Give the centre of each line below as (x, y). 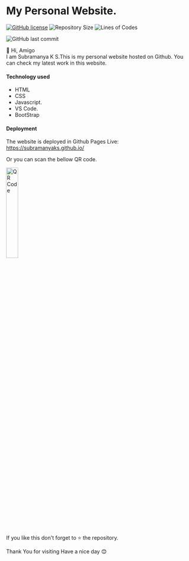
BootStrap (27, 115)
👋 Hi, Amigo (21, 50)
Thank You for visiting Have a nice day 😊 (57, 552)
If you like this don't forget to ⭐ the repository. (62, 538)
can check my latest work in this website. (57, 63)
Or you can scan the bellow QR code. (52, 160)
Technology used (28, 76)
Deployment (22, 128)
